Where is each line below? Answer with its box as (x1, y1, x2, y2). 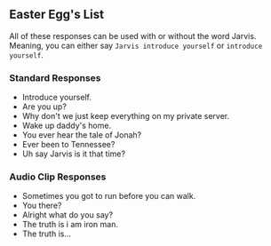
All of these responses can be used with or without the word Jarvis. (9, 30, 257, 41)
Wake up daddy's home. (21, 120, 112, 131)
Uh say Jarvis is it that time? (21, 148, 126, 159)
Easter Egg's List (9, 7, 105, 22)
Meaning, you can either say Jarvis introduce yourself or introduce (9, 40, 263, 51)
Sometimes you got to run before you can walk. (21, 191, 196, 202)
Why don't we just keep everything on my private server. (21, 111, 230, 122)
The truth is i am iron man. (21, 219, 118, 230)
